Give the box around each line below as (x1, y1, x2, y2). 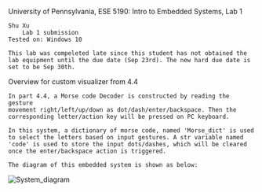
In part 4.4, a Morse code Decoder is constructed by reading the (8, 92, 230, 100)
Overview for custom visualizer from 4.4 (8, 77, 139, 86)
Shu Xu (8, 22, 30, 30)
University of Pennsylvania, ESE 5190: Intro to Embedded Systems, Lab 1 (8, 7, 243, 16)
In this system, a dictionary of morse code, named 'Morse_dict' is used (8, 127, 255, 135)
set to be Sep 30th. (8, 63, 76, 71)
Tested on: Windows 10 (8, 35, 82, 43)
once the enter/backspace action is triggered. (8, 147, 167, 155)
